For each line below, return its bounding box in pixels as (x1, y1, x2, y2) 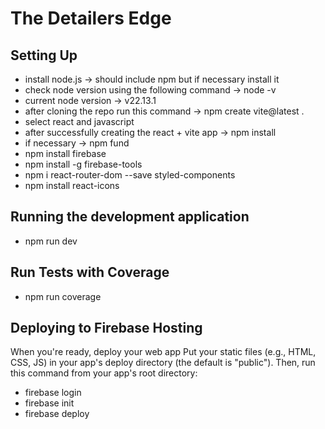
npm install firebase (24, 148, 107, 159)
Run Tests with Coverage (10, 264, 170, 281)
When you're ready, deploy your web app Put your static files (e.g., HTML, (10, 346, 317, 358)
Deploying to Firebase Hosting (10, 320, 203, 337)
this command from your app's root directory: (10, 367, 198, 379)
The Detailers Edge (10, 7, 172, 30)
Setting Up (10, 47, 78, 64)
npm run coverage (24, 290, 102, 302)
